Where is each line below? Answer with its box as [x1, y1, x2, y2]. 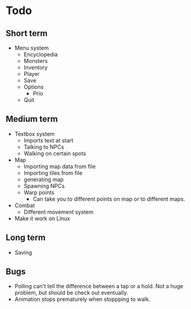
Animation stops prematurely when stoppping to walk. [14, 296, 151, 303]
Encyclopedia [23, 51, 58, 58]
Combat [14, 201, 35, 209]
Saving [14, 248, 32, 256]
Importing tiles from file [23, 169, 83, 176]
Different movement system [23, 208, 94, 215]
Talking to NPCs [23, 143, 65, 151]
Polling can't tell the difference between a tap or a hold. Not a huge [14, 283, 184, 290]
